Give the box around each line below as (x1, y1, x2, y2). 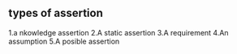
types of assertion (8, 6, 104, 20)
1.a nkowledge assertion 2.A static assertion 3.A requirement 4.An (8, 27, 229, 37)
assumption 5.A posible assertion (8, 36, 120, 46)
